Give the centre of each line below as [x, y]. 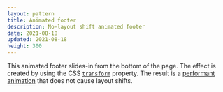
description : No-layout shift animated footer [76, 26]
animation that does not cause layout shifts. [70, 80]
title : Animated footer [42, 20]
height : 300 [24, 46]
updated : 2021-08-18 [37, 40]
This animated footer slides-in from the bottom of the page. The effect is [112, 66]
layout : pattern [31, 14]
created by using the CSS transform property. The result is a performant [111, 73]
